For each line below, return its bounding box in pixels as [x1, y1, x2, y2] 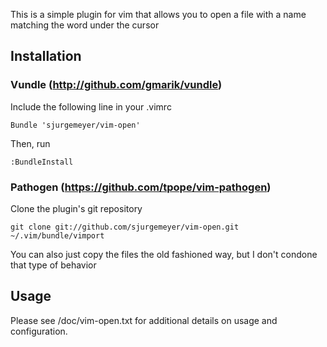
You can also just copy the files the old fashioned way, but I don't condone [10, 248, 318, 260]
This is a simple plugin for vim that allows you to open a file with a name [10, 9, 307, 20]
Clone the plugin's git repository [10, 202, 143, 214]
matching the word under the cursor [10, 19, 160, 31]
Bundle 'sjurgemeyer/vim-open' [10, 120, 141, 130]
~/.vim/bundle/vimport [10, 230, 105, 241]
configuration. [10, 325, 68, 337]
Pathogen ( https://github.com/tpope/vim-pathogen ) [10, 180, 272, 194]
